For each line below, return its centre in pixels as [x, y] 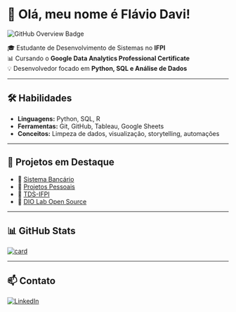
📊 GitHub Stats [41, 231]
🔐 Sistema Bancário [46, 179]
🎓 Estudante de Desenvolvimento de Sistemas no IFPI [86, 48]
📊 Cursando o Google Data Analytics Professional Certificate [99, 58]
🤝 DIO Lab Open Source [52, 201]
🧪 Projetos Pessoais [46, 186]
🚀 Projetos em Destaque [61, 162]
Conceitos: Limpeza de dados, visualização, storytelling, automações [118, 133]
